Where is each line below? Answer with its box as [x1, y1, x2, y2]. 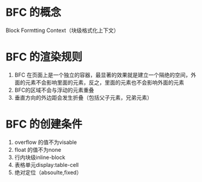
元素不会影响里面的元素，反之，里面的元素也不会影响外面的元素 [25, 79, 184, 86]
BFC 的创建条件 [5, 117, 83, 131]
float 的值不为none [14, 146, 62, 153]
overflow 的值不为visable [14, 138, 77, 146]
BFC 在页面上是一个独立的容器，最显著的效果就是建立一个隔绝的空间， [14, 71, 191, 79]
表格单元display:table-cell [14, 161, 79, 168]
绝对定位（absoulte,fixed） [14, 169, 82, 176]
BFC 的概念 [5, 5, 62, 19]
